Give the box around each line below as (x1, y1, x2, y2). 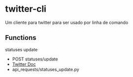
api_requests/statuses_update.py (12, 66, 80, 72)
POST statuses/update (12, 56, 58, 62)
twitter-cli (5, 3, 47, 15)
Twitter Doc (12, 61, 36, 67)
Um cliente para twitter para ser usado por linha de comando (5, 19, 129, 25)
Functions (5, 34, 37, 42)
